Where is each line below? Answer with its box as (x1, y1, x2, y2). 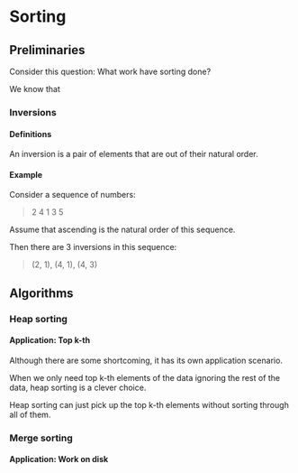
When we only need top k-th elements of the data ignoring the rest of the (9, 372, 281, 383)
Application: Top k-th (9, 335, 91, 346)
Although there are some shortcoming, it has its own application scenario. (9, 355, 284, 366)
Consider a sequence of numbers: (9, 190, 137, 200)
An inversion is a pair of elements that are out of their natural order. (9, 149, 258, 160)
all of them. (9, 409, 51, 420)
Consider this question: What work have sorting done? (9, 66, 212, 77)
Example (9, 169, 43, 180)
